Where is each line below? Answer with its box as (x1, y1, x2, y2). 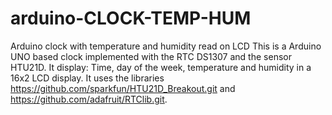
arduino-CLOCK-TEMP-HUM (10, 7, 252, 30)
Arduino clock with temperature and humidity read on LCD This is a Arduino (10, 40, 322, 52)
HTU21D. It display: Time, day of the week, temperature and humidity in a (10, 61, 312, 73)
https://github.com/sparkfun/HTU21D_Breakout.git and (10, 82, 236, 94)
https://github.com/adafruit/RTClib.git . (10, 93, 168, 105)
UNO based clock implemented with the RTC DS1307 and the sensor (10, 50, 292, 62)
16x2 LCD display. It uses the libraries (10, 72, 165, 84)
